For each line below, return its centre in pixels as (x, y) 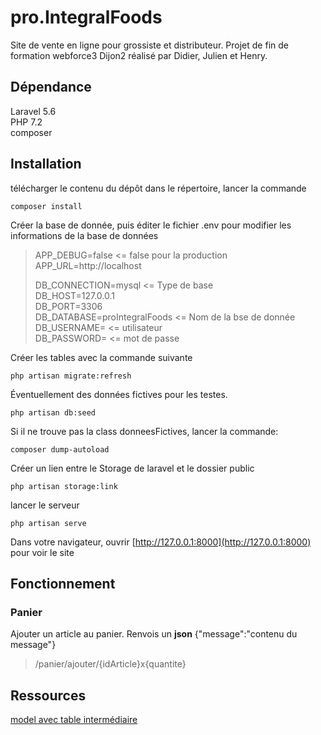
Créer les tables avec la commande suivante (101, 357)
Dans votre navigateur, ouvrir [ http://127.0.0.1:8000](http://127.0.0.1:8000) (161, 542)
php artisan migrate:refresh (71, 376)
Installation (46, 164)
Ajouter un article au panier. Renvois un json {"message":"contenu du (154, 634)
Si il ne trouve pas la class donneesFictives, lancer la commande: (144, 431)
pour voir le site (42, 552)
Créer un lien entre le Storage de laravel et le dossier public (132, 468)
